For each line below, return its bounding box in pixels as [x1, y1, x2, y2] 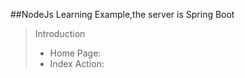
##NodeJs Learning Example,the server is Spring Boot [10, 9, 235, 20]
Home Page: [49, 47, 102, 59]
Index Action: [49, 58, 105, 69]
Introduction [34, 28, 86, 39]
